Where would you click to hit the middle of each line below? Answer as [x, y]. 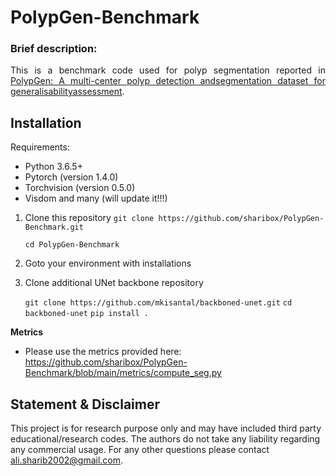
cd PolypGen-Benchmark [72, 245]
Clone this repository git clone [89, 218]
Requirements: [40, 147]
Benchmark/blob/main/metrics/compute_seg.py [123, 373]
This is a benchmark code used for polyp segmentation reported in [168, 70]
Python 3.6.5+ [53, 167]
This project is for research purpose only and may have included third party [166, 428]
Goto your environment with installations [108, 263]
